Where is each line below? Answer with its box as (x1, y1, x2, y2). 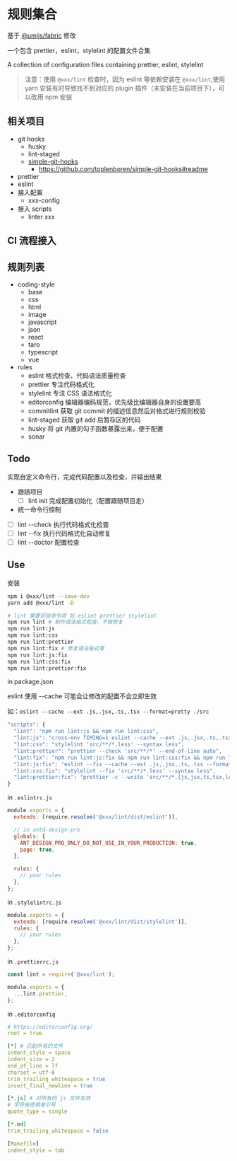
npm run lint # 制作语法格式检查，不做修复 (7, 618, 123, 626)
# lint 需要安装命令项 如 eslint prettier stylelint (7, 612, 157, 619)
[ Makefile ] (7, 1140, 39, 1147)
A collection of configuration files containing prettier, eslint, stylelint (7, 60, 204, 69)
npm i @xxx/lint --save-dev (7, 592, 90, 600)
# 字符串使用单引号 (7, 1102, 56, 1109)
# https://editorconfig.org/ (7, 1023, 93, 1030)
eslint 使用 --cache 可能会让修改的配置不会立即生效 (7, 692, 157, 700)
